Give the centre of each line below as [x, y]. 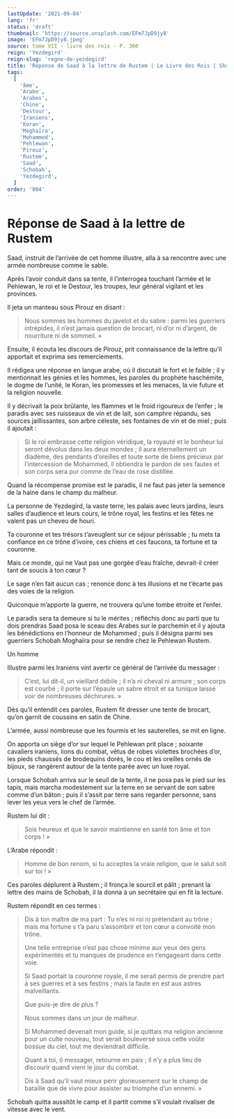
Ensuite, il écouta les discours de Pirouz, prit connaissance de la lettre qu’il [115, 349]
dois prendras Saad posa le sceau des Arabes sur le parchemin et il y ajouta [116, 626]
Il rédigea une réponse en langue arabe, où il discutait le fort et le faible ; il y [116, 370]
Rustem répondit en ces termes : [54, 906]
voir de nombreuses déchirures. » [73, 696]
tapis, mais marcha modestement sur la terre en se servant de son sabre [111, 788]
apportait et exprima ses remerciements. [65, 356]
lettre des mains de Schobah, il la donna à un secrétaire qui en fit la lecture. [115, 893]
